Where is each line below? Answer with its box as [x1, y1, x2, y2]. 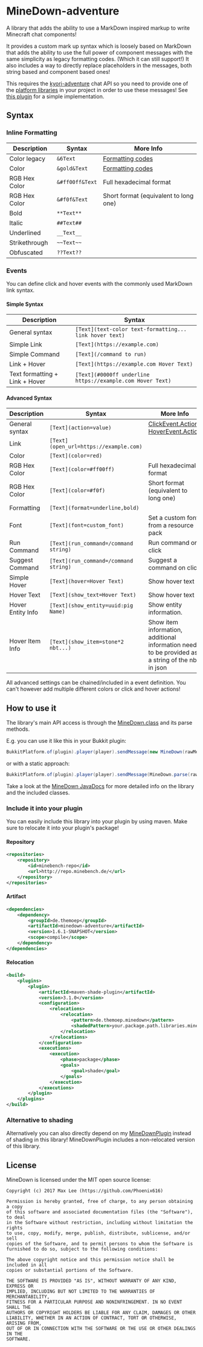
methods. [6, 725, 30, 733]
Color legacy [9, 154, 45, 163]
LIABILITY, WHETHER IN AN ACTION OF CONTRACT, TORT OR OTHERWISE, [6, 1315, 177, 1321]
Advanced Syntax [6, 394, 53, 401]
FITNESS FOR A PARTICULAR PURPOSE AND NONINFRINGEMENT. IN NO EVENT [6, 1299, 182, 1305]
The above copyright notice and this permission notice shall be [6, 1257, 174, 1263]
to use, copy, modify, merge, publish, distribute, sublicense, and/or [6, 1230, 190, 1236]
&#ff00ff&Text [56, 179, 98, 185]
